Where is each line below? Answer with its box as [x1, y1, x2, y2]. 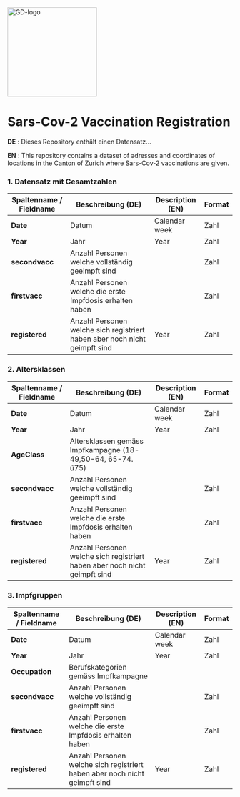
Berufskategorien [69, 662, 127, 672]
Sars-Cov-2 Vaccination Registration [7, 114, 231, 130]
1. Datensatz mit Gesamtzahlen [7, 177, 118, 187]
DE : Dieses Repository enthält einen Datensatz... [7, 137, 151, 146]
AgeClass [11, 450, 45, 460]
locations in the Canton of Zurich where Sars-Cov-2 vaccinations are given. [7, 159, 230, 167]
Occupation [11, 666, 52, 676]
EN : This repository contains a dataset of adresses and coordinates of [7, 151, 216, 159]
